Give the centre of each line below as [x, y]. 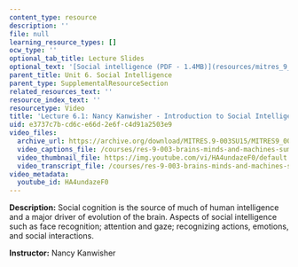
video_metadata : [39, 174]
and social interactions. [52, 236]
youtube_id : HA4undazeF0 [63, 183]
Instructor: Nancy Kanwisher [63, 253]
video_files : [33, 133]
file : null [29, 34]
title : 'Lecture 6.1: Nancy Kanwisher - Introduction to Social [130, 116]
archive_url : [41, 141]
